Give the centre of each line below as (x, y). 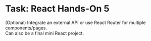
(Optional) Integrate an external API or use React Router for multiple (75, 22)
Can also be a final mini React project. (45, 33)
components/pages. (26, 27)
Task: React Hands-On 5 (57, 9)
